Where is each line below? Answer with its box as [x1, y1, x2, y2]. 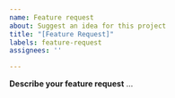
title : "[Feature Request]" [9, 29, 115, 38]
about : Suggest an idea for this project [9, 21, 167, 30]
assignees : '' [9, 46, 63, 55]
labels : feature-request [9, 37, 102, 47]
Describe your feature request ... [9, 78, 134, 89]
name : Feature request [9, 12, 94, 22]
